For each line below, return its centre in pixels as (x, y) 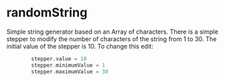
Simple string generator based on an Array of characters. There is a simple (112, 32)
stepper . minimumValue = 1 (68, 65)
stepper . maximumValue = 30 (70, 71)
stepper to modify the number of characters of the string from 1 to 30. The (112, 38)
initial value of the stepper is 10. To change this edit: (80, 46)
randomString (47, 13)
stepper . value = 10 (59, 59)
